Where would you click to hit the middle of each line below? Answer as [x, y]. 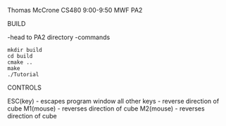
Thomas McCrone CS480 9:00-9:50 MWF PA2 [75, 10]
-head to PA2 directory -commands [59, 37]
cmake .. [20, 62]
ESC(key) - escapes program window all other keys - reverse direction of [113, 101]
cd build [20, 56]
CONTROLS [25, 87]
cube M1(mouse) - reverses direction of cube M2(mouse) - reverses [106, 108]
